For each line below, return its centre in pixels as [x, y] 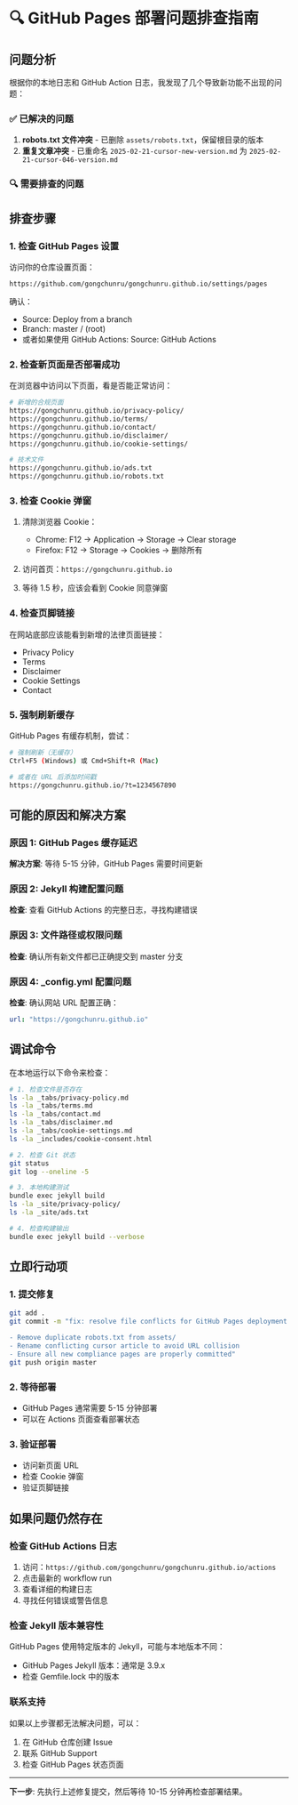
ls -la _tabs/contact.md [55, 1114]
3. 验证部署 [33, 1444]
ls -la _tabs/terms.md [51, 1106]
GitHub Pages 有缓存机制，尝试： [71, 736]
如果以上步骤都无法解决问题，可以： [75, 1723]
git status [29, 1163]
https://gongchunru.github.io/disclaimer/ [89, 435]
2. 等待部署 [33, 1387]
